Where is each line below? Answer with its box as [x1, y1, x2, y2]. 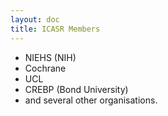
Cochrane [24, 62, 67, 74]
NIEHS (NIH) [24, 51, 77, 63]
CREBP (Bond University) [24, 83, 129, 95]
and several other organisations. [24, 94, 158, 106]
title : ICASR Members [10, 24, 101, 34]
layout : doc [10, 14, 60, 25]
